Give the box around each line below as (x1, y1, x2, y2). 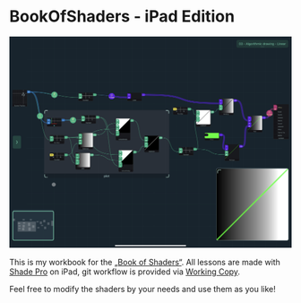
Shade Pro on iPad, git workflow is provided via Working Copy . (9, 266, 240, 277)
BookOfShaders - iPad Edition (9, 6, 236, 27)
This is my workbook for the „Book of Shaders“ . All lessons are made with (9, 257, 280, 268)
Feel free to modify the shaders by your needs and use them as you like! (9, 284, 276, 295)
